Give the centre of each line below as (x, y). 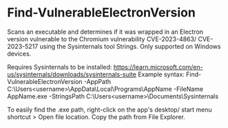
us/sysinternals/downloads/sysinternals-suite (72, 74)
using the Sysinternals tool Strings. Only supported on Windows (130, 46)
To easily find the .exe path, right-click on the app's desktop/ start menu (110, 109)
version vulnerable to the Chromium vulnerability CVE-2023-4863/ (102, 39)
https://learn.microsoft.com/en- (158, 67)
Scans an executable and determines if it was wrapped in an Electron (105, 32)
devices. (19, 54)
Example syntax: (161, 74)
